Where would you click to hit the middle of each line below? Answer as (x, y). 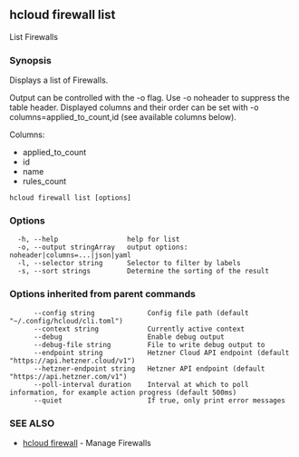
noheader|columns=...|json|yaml (70, 255)
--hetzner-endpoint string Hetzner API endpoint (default (149, 368)
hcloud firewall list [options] (70, 198)
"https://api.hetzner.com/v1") (68, 376)
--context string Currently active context (139, 329)
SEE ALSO (32, 423)
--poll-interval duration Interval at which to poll (141, 384)
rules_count (44, 182)
